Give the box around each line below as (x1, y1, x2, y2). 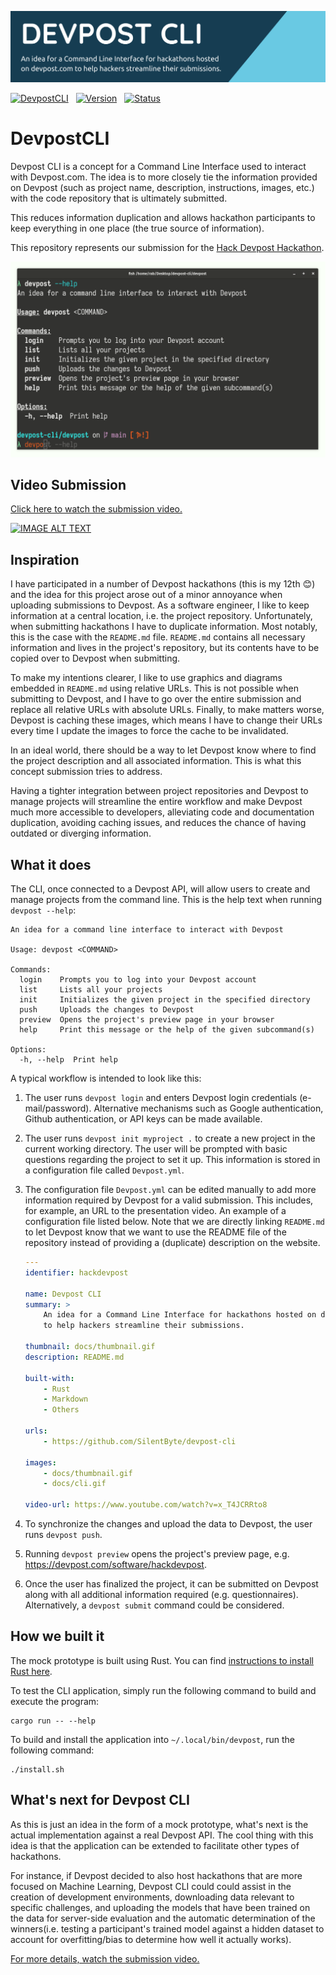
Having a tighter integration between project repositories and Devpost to (10, 785, 309, 797)
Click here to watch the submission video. (10, 503, 183, 515)
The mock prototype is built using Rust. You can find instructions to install (10, 1654, 314, 1666)
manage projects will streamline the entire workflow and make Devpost (10, 796, 303, 808)
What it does (10, 856, 92, 873)
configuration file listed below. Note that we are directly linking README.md (24, 1216, 326, 1228)
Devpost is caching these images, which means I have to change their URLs (10, 714, 323, 726)
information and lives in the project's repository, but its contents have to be (10, 642, 320, 654)
